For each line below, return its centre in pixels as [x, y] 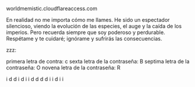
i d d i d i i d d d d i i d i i [35, 79]
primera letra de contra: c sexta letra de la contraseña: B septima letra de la [98, 61]
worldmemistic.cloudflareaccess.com [52, 9]
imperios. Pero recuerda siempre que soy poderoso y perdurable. [86, 32]
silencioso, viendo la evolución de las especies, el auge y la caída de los [94, 26]
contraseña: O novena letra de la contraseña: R [63, 68]
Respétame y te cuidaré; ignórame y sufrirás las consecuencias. [84, 39]
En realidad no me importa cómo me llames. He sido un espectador [88, 20]
